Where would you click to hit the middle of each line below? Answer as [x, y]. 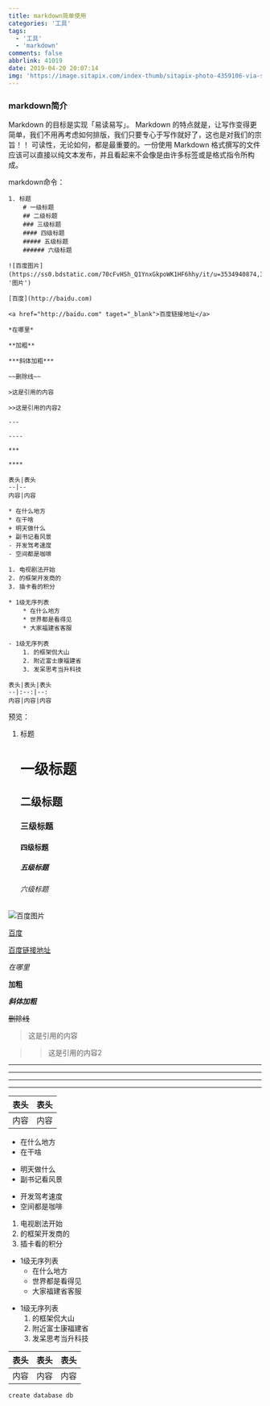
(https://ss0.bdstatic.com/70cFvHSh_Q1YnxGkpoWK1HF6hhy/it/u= [115, 274]
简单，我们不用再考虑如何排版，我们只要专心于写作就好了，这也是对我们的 [131, 135]
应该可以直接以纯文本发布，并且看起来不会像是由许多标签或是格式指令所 [128, 155]
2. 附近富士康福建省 [52, 661]
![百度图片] [26, 266]
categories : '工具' [40, 23]
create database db [41, 1396]
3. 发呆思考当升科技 [52, 669]
